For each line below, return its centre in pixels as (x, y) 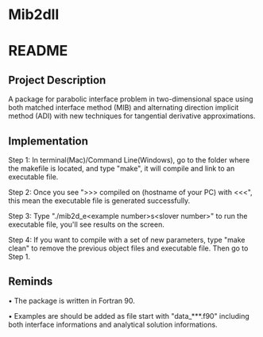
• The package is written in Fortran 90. (72, 301)
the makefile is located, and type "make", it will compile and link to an (122, 168)
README (38, 51)
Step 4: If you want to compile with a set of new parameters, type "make (127, 240)
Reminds (31, 282)
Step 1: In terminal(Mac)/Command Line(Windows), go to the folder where (129, 160)
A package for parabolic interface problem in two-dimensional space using (131, 99)
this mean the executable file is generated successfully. (99, 201)
